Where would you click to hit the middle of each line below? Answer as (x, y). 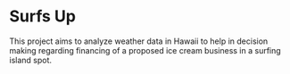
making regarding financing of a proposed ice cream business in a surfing (145, 50)
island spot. (30, 60)
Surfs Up (42, 16)
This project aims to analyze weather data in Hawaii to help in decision (139, 41)
